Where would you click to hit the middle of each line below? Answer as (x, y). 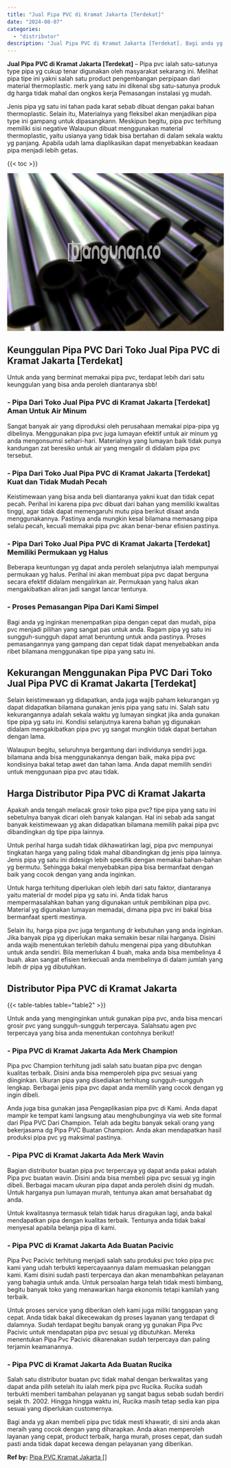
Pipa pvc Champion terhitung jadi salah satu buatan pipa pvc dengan (104, 1066)
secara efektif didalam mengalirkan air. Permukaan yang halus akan (103, 582)
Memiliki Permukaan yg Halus (58, 552)
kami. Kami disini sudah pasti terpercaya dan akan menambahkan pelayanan (115, 1275)
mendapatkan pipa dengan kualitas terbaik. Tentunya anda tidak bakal (107, 1220)
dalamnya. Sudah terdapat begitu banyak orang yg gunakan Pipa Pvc (105, 1324)
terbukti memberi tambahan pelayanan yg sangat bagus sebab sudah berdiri (115, 1394)
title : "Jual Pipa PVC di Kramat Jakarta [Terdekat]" (86, 14)
